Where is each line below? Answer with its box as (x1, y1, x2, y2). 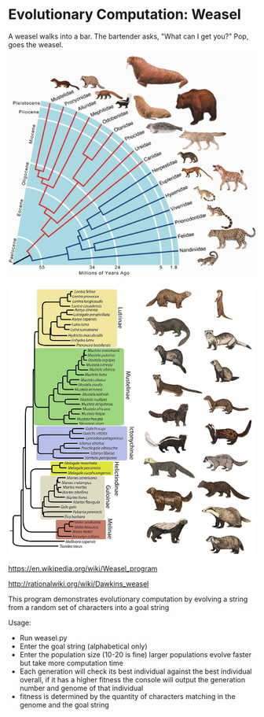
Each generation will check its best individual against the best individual (19, 667, 252, 676)
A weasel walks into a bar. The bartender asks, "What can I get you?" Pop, (8, 31, 249, 41)
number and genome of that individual (19, 683, 144, 693)
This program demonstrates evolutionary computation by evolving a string (8, 594, 248, 604)
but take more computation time (19, 658, 123, 667)
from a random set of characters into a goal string (8, 602, 170, 612)
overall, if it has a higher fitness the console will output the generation (19, 674, 246, 684)
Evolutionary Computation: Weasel (8, 6, 241, 24)
